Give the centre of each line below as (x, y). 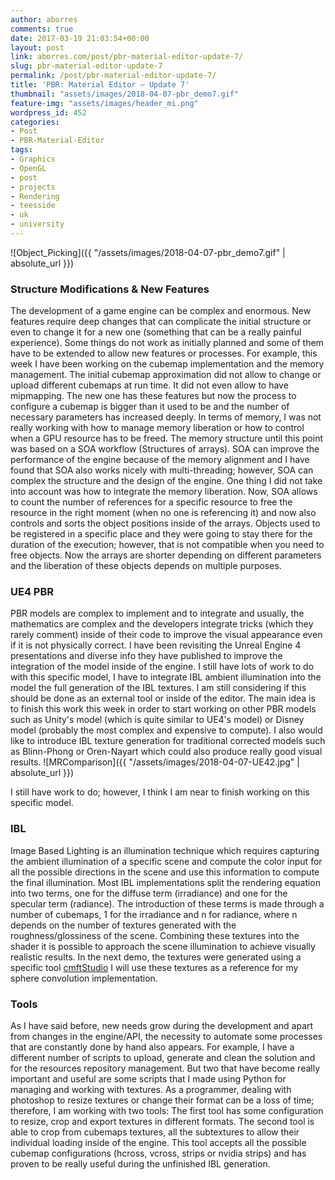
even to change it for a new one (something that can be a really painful (156, 332)
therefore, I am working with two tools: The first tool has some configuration (167, 1111)
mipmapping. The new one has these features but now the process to (153, 396)
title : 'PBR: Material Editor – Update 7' (100, 85)
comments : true (42, 29)
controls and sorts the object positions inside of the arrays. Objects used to (165, 523)
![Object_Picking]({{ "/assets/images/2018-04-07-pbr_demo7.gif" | (148, 252)
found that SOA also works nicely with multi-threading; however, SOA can (162, 470)
